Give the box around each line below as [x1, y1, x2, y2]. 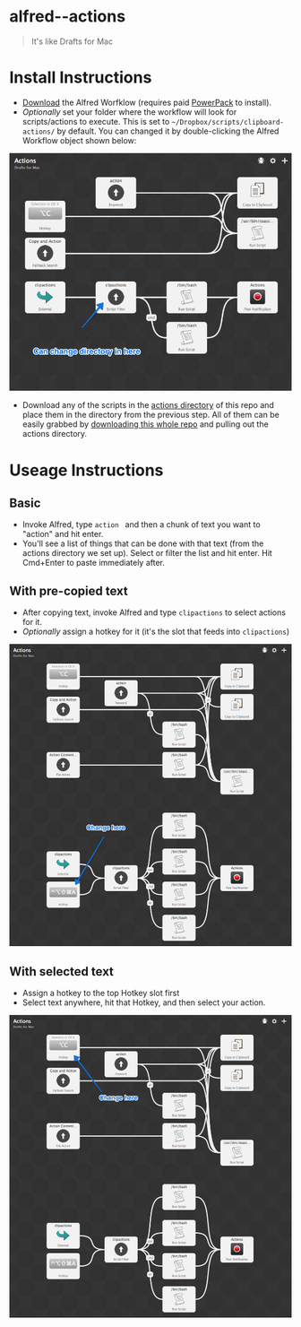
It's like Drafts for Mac [30, 36, 114, 47]
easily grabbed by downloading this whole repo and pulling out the [21, 419, 269, 429]
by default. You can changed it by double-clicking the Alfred [56, 126, 279, 136]
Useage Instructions [9, 460, 164, 481]
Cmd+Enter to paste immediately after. [21, 558, 166, 568]
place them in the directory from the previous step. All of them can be [21, 410, 279, 421]
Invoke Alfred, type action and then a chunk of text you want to [21, 519, 262, 530]
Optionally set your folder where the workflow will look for [21, 106, 237, 117]
